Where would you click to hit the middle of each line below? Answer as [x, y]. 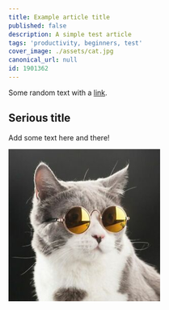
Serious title [40, 118]
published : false [38, 26]
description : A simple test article [70, 34]
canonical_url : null [43, 60]
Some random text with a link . [58, 93]
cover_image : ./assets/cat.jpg [61, 52]
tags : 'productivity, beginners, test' [76, 43]
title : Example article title [59, 17]
